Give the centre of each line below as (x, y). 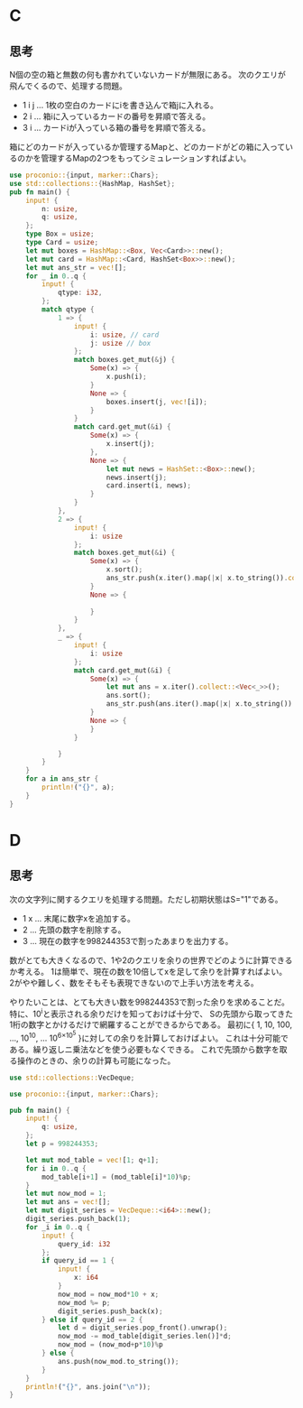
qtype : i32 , (80, 293)
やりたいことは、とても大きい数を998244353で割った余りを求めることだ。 (150, 1002)
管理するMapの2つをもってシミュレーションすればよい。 (146, 158)
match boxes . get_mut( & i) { (124, 553)
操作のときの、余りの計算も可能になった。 (96, 1061)
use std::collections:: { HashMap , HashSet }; (92, 183)
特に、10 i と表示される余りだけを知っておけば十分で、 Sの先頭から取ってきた (151, 1013)
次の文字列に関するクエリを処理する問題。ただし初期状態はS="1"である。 (146, 899)
